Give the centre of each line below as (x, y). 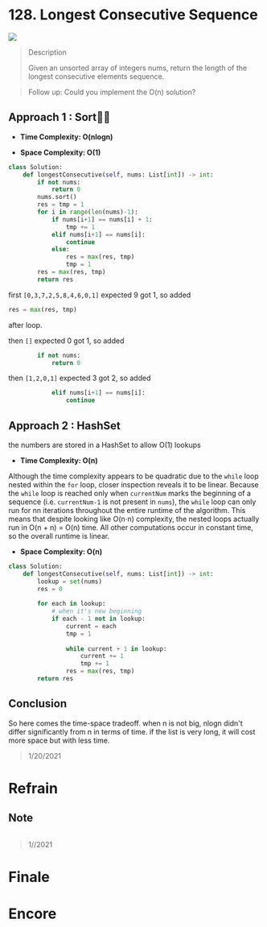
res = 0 (50, 589)
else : (60, 250)
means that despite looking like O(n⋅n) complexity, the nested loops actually (134, 519)
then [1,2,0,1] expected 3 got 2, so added (80, 378)
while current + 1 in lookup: (116, 649)
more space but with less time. (59, 740)
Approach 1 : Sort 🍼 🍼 (60, 117)
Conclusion (38, 704)
